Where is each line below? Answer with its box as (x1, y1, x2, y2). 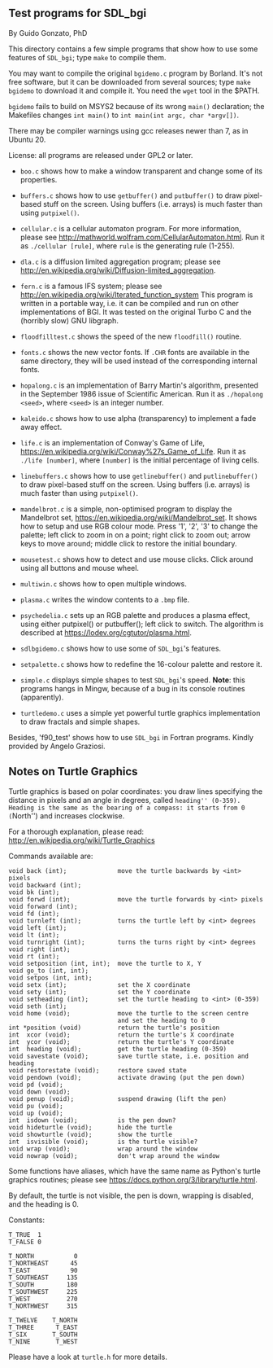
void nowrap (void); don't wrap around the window (8, 1151, 220, 1160)
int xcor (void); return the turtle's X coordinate (8, 1030, 234, 1039)
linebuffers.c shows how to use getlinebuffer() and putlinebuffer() (19, 471, 258, 480)
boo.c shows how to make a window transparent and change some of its (19, 166, 262, 176)
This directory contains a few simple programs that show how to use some (8, 44, 258, 54)
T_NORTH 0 (8, 1252, 79, 1261)
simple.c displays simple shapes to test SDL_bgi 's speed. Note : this (19, 675, 245, 685)
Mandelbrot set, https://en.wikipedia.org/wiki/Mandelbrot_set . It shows (19, 512, 258, 522)
